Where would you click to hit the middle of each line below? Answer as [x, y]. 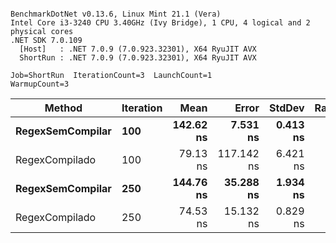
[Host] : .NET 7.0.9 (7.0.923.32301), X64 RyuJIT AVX [138, 49]
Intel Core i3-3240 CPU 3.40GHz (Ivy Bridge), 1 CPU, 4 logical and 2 [160, 23]
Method [63, 108]
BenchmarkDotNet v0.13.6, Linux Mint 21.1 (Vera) [116, 14]
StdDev [286, 108]
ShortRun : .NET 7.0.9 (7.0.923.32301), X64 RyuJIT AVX [138, 58]
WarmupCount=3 [40, 84]
